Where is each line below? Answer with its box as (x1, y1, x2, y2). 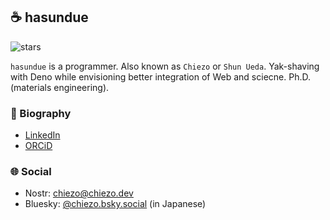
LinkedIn (24, 129, 61, 141)
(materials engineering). (10, 81, 110, 93)
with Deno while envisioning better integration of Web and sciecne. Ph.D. (10, 70, 311, 83)
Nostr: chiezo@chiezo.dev (24, 187, 134, 199)
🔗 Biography (10, 106, 72, 120)
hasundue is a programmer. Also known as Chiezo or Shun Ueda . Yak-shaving (10, 60, 320, 72)
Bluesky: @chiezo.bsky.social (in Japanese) (24, 198, 207, 210)
